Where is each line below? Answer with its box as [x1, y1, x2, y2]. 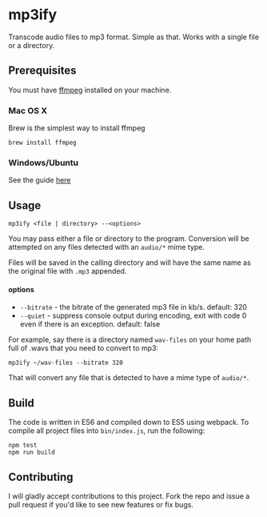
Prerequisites [8, 64, 77, 78]
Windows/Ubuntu [8, 157, 78, 168]
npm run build [8, 448, 56, 457]
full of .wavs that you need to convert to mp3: [8, 343, 158, 353]
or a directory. [8, 40, 55, 50]
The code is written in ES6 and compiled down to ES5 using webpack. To [8, 418, 249, 427]
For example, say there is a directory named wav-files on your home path [8, 335, 252, 345]
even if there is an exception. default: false [19, 319, 161, 329]
